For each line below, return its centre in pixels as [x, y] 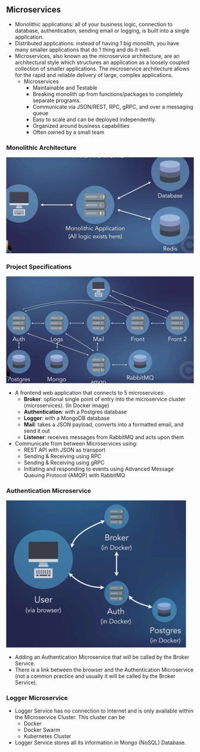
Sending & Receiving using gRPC [64, 462]
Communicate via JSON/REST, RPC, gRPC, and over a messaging [113, 106]
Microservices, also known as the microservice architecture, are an [97, 56]
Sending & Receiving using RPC [62, 456]
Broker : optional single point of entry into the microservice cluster [104, 399]
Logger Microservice [37, 698]
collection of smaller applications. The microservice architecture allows [102, 69]
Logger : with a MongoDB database [67, 418]
